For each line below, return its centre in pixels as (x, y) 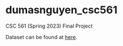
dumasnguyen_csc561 (61, 10)
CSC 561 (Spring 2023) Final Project (49, 26)
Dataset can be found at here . (41, 37)
